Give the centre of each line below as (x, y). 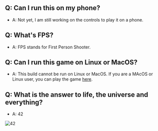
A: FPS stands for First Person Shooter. (51, 47)
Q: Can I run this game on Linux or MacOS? (71, 62)
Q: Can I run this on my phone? (53, 8)
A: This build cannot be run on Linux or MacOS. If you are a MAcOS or (82, 74)
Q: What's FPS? (29, 35)
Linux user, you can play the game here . (52, 79)
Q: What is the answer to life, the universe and (77, 95)
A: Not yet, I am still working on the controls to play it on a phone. (78, 20)
